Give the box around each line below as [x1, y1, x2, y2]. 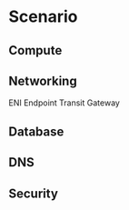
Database [8, 124, 64, 139]
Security [8, 185, 58, 201]
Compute [8, 43, 63, 58]
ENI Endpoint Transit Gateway [8, 97, 120, 108]
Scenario [8, 6, 78, 27]
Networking [8, 73, 78, 88]
